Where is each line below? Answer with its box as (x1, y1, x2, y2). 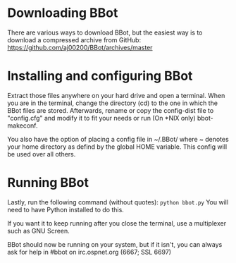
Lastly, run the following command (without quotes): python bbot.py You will (7, 197, 229, 206)
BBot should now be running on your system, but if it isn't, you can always (7, 240, 223, 248)
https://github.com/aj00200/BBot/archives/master (7, 43, 153, 51)
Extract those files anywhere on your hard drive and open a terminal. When (7, 91, 225, 99)
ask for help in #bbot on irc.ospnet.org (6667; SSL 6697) (7, 247, 171, 256)
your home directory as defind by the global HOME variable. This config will (7, 142, 228, 151)
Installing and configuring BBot (7, 68, 193, 84)
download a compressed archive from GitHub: (7, 35, 142, 44)
